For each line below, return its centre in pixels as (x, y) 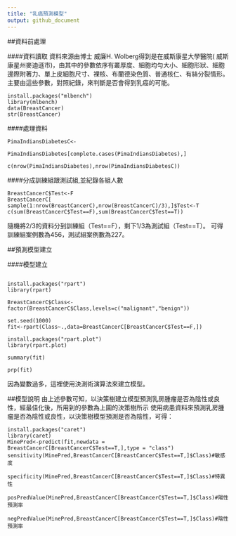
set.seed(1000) (29, 320)
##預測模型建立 (30, 249)
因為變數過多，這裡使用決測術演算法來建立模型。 (78, 384)
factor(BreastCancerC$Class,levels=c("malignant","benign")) (99, 308)
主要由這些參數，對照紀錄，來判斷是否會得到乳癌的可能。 (90, 82)
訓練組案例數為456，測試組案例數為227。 (68, 234)
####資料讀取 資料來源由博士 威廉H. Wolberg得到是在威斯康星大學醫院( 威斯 (118, 56)
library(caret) (29, 436)
